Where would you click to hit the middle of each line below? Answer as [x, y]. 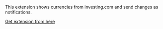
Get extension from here [30, 22]
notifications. [19, 12]
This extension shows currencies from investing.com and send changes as [82, 7]
